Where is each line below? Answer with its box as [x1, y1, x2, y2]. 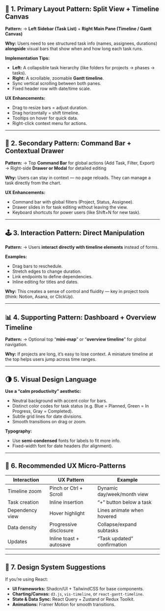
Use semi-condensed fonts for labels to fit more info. [12, 438, 121, 444]
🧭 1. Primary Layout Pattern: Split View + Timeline [5, 5, 160, 13]
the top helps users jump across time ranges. [5, 356, 97, 362]
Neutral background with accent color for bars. [12, 398, 108, 404]
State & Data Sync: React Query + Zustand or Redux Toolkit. [12, 596, 135, 602]
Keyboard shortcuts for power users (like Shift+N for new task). [12, 209, 141, 215]
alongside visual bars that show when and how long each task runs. [5, 45, 143, 52]
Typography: [5, 428, 32, 434]
